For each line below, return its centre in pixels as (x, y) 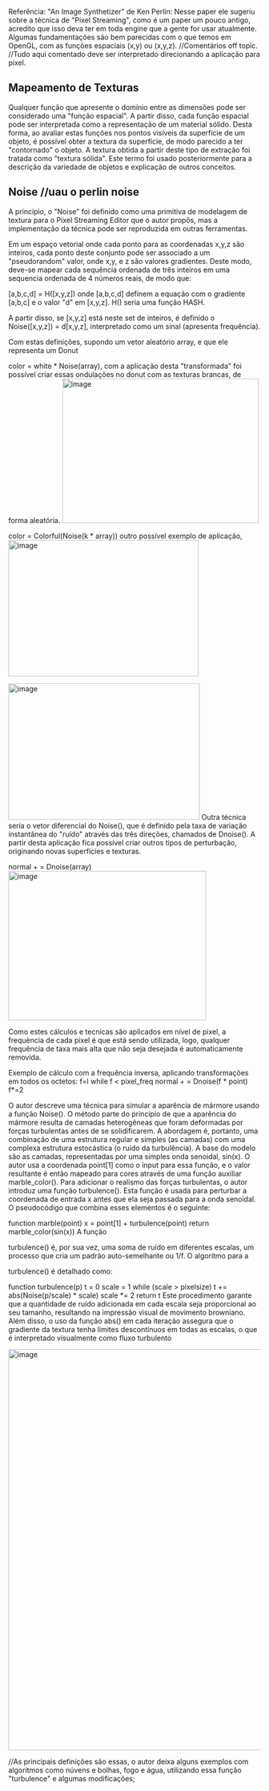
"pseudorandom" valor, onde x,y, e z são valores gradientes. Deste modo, (130, 261)
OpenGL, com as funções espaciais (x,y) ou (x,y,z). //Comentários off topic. (133, 46)
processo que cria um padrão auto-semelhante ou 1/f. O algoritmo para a (128, 1255)
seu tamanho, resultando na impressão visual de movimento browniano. (127, 1312)
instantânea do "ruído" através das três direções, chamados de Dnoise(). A (132, 834)
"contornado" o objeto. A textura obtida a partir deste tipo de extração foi (129, 150)
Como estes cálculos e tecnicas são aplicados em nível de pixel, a (117, 1031)
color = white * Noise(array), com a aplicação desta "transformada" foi (125, 366)
